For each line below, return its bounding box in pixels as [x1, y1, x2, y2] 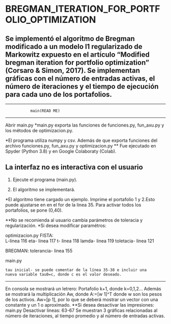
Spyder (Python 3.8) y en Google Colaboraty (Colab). [5, 148, 117, 154]
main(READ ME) [30, 108, 60, 113]
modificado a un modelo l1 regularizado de [5, 42, 142, 51]
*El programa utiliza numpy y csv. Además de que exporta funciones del [5, 137, 158, 143]
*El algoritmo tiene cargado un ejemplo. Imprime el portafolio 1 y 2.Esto [5, 196, 155, 202]
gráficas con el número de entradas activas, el [5, 74, 155, 83]
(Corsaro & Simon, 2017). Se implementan [5, 66, 140, 74]
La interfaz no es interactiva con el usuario [5, 163, 144, 171]
